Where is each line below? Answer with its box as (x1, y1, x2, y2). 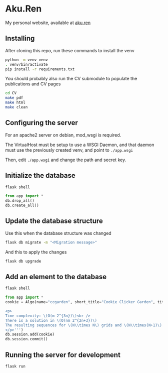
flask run (5, 363, 26, 369)
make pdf (5, 95, 23, 100)
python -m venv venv (5, 57, 48, 62)
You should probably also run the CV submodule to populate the (5, 76, 137, 82)
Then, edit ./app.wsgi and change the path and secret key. (5, 157, 126, 163)
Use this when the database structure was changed (5, 230, 111, 236)
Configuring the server (5, 118, 78, 127)
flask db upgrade (5, 259, 41, 264)
